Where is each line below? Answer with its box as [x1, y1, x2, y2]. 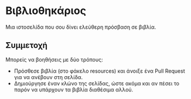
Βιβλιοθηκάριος [5, 4, 86, 18]
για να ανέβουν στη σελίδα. [13, 73, 83, 80]
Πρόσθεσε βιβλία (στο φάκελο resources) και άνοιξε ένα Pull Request [13, 67, 185, 74]
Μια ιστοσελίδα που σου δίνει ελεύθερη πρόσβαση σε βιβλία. [5, 23, 156, 30]
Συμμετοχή [5, 40, 48, 50]
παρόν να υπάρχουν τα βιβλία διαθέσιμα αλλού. [13, 86, 134, 93]
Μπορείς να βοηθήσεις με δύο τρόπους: [5, 56, 103, 63]
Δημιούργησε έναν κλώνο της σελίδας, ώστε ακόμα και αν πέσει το [13, 80, 180, 87]
